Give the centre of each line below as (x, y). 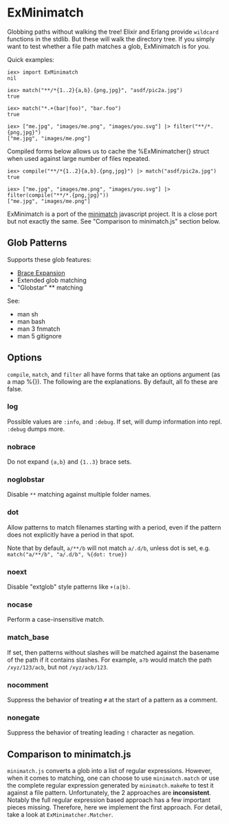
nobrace (21, 446)
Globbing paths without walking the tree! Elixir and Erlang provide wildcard (113, 32)
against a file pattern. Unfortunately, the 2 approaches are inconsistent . (109, 793)
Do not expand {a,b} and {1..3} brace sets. (69, 462)
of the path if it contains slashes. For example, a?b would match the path (109, 660)
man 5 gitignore (39, 336)
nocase (20, 605)
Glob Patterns (37, 243)
